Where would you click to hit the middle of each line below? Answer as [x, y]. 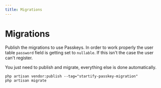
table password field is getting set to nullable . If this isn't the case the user [80, 52]
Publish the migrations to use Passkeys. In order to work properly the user [79, 47]
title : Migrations [24, 10]
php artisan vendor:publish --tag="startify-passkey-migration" [72, 76]
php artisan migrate [26, 80]
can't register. [19, 58]
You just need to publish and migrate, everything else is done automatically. [81, 67]
